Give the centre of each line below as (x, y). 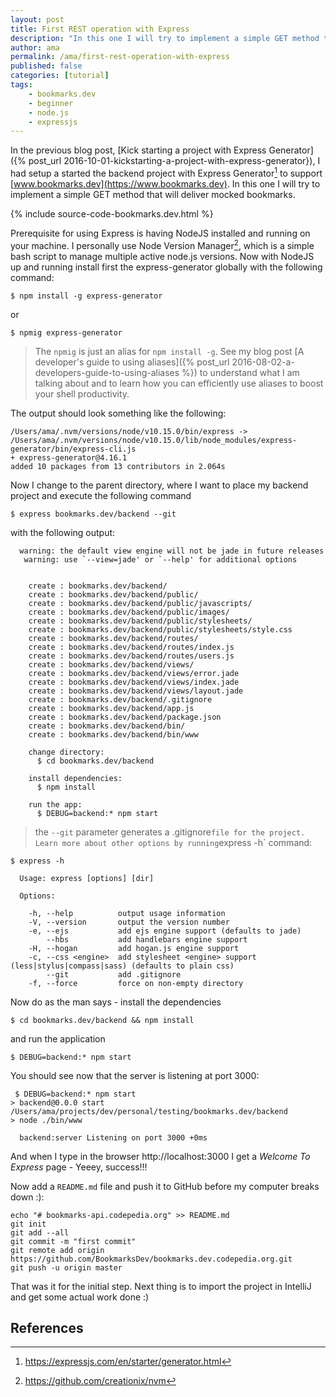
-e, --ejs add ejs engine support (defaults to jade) (165, 931)
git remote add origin (57, 1250)
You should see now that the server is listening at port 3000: (135, 1075)
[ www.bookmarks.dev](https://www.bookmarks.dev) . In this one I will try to (165, 183)
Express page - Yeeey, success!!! (79, 1167)
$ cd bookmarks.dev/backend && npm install (102, 1020)
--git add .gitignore (114, 974)
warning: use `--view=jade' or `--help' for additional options (160, 559)
